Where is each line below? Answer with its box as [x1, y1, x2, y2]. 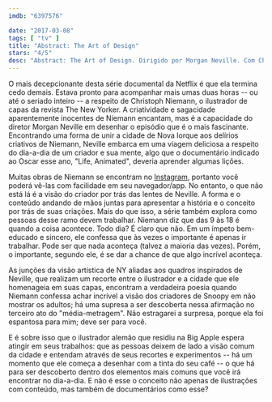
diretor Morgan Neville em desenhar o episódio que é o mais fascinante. [8, 122, 249, 131]
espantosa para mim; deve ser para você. [8, 317, 147, 327]
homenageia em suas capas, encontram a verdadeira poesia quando [8, 283, 237, 292]
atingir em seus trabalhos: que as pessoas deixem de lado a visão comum [8, 341, 255, 351]
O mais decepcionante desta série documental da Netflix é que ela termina [8, 79, 257, 88]
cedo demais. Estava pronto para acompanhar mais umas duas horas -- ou [8, 88, 259, 97]
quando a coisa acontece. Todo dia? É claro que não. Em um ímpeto [8, 224, 235, 233]
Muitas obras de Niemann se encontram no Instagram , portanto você [8, 172, 239, 182]
